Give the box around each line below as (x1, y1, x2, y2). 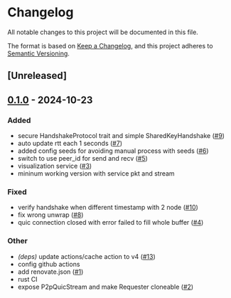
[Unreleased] (7, 70, 68, 82)
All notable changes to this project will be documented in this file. (7, 28, 199, 36)
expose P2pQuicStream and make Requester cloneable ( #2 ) (17, 282, 194, 291)
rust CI (17, 275, 38, 283)
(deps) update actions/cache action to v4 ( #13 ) (17, 252, 156, 260)
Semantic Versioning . (7, 49, 70, 58)
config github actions (17, 260, 80, 268)
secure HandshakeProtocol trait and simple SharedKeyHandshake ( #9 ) (17, 132, 225, 140)
